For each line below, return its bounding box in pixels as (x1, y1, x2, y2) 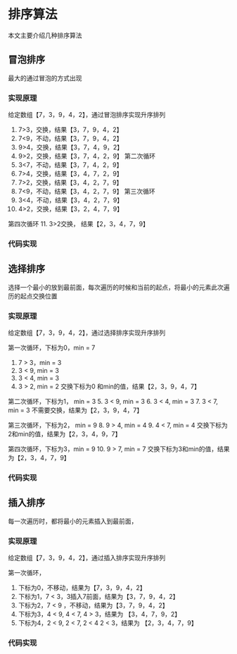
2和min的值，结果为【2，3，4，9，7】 (8, 430, 122, 438)
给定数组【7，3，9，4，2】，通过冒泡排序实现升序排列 (8, 111, 166, 119)
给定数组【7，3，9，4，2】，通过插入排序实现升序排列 (8, 554, 166, 562)
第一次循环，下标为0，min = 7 (8, 343, 96, 352)
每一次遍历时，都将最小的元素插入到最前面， (8, 517, 138, 525)
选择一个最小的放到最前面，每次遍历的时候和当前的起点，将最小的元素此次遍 (8, 283, 230, 291)
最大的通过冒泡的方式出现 (8, 73, 82, 82)
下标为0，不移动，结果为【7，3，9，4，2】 (18, 584, 146, 592)
